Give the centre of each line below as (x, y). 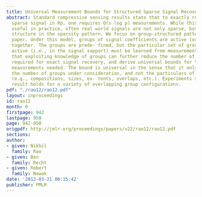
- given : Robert (26, 168)
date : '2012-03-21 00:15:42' (43, 180)
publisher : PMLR (26, 185)
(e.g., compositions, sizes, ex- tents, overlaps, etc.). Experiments (102, 79)
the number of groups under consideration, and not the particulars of (103, 73)
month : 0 (17, 107)
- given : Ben (23, 157)
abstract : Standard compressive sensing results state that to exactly (98, 17)
